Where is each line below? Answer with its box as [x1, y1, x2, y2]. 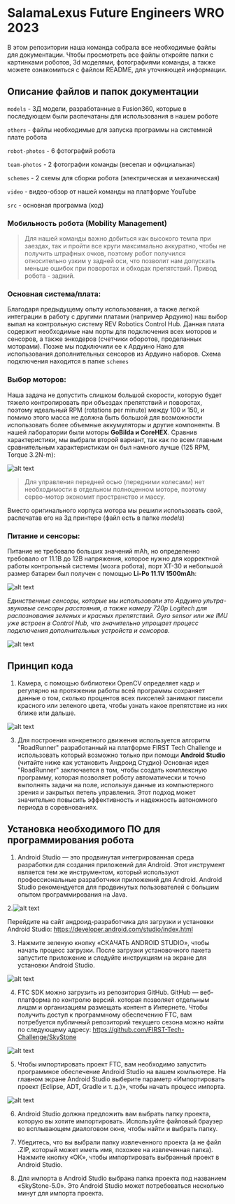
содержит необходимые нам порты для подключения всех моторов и [7, 328, 217, 336]
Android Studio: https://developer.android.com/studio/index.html [7, 925, 194, 933]
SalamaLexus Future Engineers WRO [7, 5, 225, 21]
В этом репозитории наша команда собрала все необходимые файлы [7, 43, 217, 51]
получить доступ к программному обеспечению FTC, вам [17, 1010, 192, 1019]
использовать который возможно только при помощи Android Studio [17, 751, 226, 759]
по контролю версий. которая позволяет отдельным [52, 995, 210, 1004]
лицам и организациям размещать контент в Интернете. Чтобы [17, 1003, 208, 1011]
